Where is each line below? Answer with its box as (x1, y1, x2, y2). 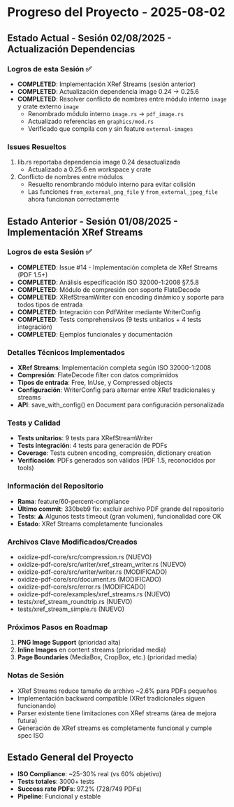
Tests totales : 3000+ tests (17, 778, 95, 786)
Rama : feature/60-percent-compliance (17, 497, 130, 505)
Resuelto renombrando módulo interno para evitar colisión (27, 180, 196, 189)
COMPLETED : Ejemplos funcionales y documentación (17, 330, 173, 338)
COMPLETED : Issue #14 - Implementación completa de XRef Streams (17, 263, 218, 272)
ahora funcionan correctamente (27, 195, 119, 204)
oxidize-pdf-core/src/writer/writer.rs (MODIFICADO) (17, 568, 168, 576)
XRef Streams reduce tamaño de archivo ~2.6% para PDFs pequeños (17, 687, 217, 695)
